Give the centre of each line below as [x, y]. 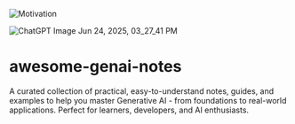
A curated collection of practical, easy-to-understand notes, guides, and [142, 91]
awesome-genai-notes [96, 67]
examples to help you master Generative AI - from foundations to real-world [148, 100]
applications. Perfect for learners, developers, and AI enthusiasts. [129, 110]
